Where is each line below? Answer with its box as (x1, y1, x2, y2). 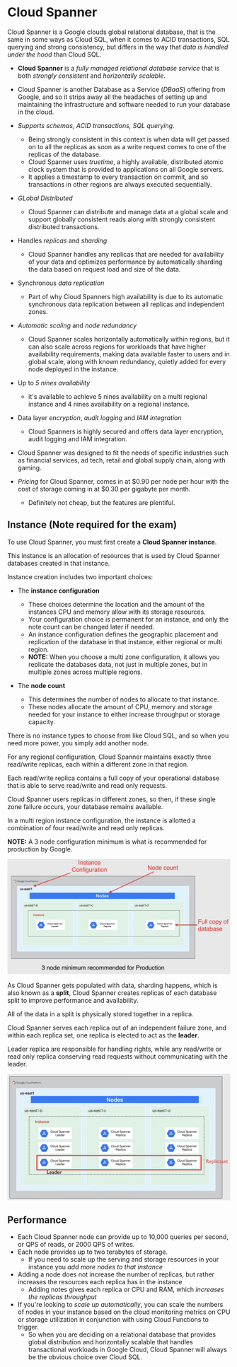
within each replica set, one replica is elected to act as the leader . (7, 1031, 200, 1040)
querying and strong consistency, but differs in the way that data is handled (7, 42, 229, 51)
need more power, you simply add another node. (7, 738, 149, 747)
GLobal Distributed (17, 194, 73, 202)
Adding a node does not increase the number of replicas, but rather (17, 1270, 214, 1279)
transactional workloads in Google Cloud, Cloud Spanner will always (28, 1345, 228, 1354)
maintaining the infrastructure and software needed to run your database (17, 100, 231, 108)
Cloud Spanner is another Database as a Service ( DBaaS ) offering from (17, 85, 226, 93)
